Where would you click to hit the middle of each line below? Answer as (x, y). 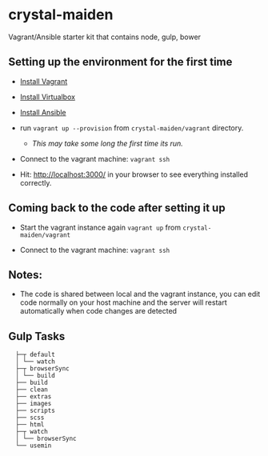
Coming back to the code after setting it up (117, 208)
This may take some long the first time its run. (108, 143)
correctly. (36, 182)
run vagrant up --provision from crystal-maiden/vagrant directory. (132, 128)
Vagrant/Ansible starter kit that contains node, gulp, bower (105, 37)
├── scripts (36, 411)
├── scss (30, 418)
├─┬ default (36, 355)
